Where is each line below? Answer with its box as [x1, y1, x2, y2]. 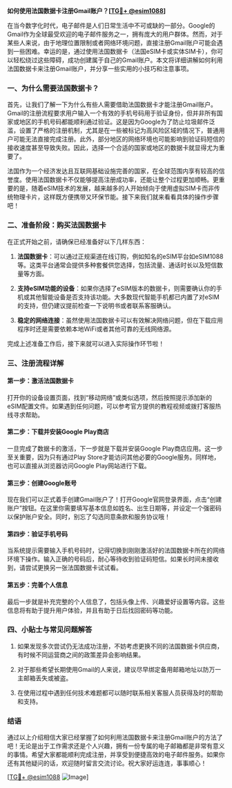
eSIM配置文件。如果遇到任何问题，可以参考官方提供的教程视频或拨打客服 [7, 402, 215, 410]
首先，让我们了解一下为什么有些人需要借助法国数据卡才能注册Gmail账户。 [7, 100, 217, 109]
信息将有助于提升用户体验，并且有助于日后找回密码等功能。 [7, 606, 177, 614]
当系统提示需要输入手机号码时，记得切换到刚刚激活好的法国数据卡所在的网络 [7, 546, 225, 555]
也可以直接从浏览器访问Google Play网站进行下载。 [7, 461, 151, 470]
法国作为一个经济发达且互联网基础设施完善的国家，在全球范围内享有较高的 [7, 167, 219, 175]
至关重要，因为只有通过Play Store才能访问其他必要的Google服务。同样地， [7, 452, 220, 461]
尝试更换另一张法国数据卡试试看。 [25, 564, 122, 572]
